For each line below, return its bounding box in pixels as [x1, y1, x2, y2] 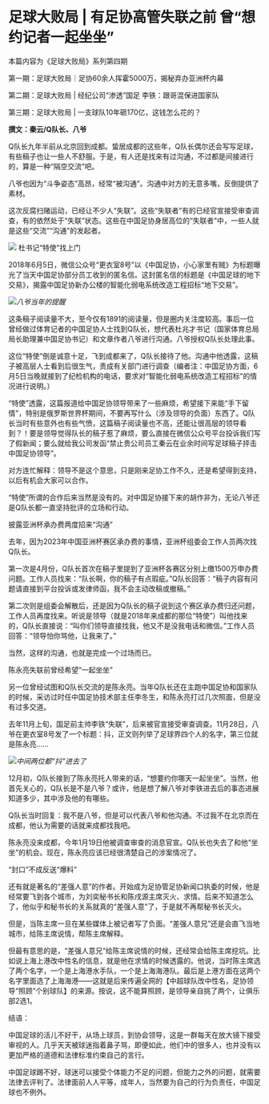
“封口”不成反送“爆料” [8, 864, 78, 874]
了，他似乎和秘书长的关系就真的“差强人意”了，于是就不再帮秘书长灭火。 [8, 901, 247, 911]
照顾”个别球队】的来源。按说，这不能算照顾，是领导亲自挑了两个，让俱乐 [18, 985, 260, 996]
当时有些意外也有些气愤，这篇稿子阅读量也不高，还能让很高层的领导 [14, 418, 240, 428]
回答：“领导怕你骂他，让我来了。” [8, 631, 117, 640]
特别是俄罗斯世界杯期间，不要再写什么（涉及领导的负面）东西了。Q [25, 408, 248, 418]
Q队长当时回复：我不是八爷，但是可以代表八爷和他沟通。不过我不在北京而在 [8, 810, 259, 820]
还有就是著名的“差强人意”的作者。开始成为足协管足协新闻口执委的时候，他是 [8, 881, 260, 891]
